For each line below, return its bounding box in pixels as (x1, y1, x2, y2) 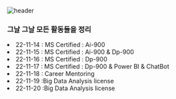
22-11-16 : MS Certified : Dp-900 (16, 55, 108, 63)
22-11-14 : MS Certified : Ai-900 (16, 41, 105, 49)
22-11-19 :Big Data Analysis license (16, 77, 114, 85)
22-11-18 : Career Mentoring (16, 70, 95, 78)
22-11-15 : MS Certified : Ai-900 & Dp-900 (16, 48, 135, 56)
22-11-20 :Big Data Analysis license (16, 84, 115, 92)
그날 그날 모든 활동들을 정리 (7, 25, 92, 34)
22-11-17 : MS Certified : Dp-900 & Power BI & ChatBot (16, 62, 170, 71)
